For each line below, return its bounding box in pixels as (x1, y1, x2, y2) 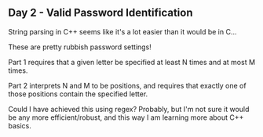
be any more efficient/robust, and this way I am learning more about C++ (8, 113, 244, 122)
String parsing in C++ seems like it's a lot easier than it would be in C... (8, 27, 237, 36)
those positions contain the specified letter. (8, 89, 148, 99)
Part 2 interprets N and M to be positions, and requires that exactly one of (8, 81, 247, 90)
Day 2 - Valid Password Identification (8, 6, 193, 20)
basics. (8, 121, 31, 130)
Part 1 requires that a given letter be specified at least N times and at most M (8, 57, 256, 67)
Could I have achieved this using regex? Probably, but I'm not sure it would (8, 104, 250, 114)
